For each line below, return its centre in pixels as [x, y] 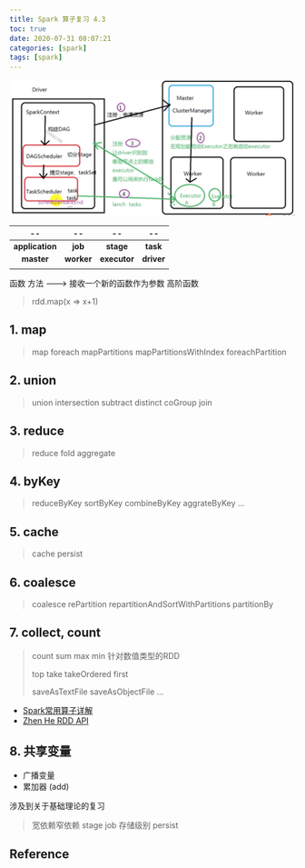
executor [117, 259]
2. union [33, 380]
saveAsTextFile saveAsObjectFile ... [98, 692]
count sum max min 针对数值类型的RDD [105, 655]
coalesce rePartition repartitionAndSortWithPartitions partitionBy [152, 604]
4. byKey [35, 481]
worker [79, 259]
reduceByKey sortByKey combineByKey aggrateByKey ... [138, 504]
